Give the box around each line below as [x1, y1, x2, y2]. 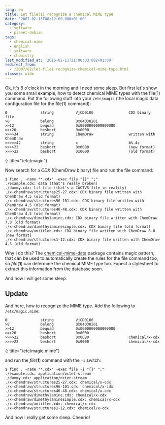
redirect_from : [5, 62, 36, 67]
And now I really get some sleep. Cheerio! [5, 414, 90, 420]
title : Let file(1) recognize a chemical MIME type [5, 12, 113, 17]
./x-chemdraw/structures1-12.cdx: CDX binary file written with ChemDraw [5, 237, 160, 242]
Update [5, 289, 29, 298]
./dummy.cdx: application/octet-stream [5, 375, 87, 380]
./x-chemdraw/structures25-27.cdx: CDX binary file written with [5, 189, 142, 195]
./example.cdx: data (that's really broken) [5, 181, 98, 186]
